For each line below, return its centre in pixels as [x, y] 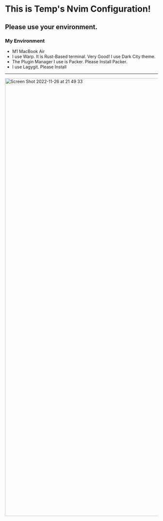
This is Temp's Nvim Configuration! [78, 9]
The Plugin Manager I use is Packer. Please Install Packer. [70, 61]
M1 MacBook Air [28, 51]
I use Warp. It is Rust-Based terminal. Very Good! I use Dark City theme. [84, 56]
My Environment [25, 41]
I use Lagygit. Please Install [39, 67]
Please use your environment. [51, 27]
